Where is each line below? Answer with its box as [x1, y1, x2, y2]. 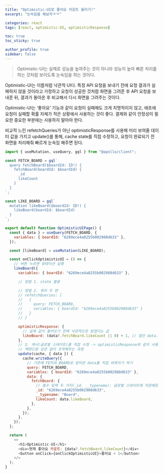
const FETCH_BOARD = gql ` [5, 158, 58, 163]
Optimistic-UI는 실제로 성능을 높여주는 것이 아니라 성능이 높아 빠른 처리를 [17, 65, 157, 71]
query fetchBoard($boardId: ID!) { [9, 163, 82, 167]
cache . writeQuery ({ [22, 356, 62, 361]
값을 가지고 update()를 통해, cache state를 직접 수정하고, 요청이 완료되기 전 [10, 133, 155, 139]
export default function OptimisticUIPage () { [5, 226, 102, 230]
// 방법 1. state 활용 [18, 279, 60, 284]
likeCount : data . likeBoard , [36, 396, 93, 402]
